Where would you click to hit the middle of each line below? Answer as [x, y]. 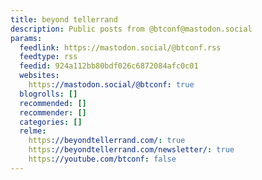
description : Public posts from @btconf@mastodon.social [131, 29]
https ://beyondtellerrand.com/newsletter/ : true [131, 150]
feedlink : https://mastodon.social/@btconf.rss [120, 47]
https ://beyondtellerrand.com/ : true [107, 141]
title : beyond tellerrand [64, 19]
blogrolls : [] [48, 94]
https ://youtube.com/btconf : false [102, 159]
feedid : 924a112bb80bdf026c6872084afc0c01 [109, 66]
